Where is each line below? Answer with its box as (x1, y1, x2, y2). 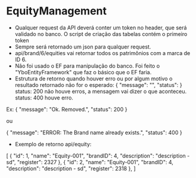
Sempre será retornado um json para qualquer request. (14, 43, 152, 50)
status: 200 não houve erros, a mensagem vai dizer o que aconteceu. (14, 88, 187, 95)
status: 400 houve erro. (14, 94, 74, 101)
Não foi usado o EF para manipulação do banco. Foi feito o (14, 62, 160, 70)
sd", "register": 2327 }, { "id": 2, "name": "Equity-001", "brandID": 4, (6, 158, 174, 165)
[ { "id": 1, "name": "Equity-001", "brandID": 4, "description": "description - (6, 152, 190, 159)
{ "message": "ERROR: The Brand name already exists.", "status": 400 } (6, 129, 183, 136)
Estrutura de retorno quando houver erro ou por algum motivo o (14, 75, 173, 82)
